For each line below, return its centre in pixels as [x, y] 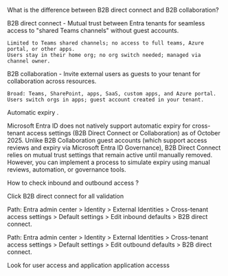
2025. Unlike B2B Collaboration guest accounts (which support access [107, 140]
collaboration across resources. [52, 81]
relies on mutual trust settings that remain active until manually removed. [110, 155]
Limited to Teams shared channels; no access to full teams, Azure [106, 43]
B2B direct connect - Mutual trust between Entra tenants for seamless [106, 23]
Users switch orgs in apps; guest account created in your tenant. [106, 100]
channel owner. [29, 61]
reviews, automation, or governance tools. [67, 170]
